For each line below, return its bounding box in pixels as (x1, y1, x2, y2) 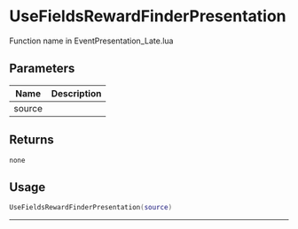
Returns (9, 133, 55, 148)
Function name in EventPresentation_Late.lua (9, 35, 174, 46)
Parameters (9, 61, 75, 76)
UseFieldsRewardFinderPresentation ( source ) (9, 203, 173, 212)
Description (51, 87, 102, 99)
